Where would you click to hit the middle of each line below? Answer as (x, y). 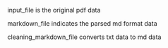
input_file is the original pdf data (54, 10)
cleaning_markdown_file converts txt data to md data (84, 37)
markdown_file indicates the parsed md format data (82, 23)
